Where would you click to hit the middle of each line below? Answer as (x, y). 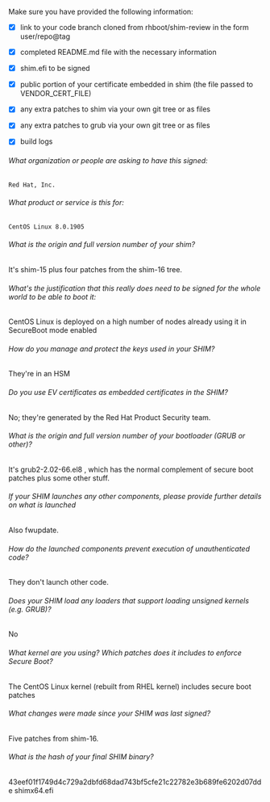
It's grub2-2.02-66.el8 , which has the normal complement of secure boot (131, 469)
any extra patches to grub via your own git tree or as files (115, 125)
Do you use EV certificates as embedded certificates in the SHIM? (118, 393)
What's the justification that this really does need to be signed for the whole (135, 288)
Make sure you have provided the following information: (101, 12)
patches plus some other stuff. (59, 478)
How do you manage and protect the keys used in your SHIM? (112, 349)
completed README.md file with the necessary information (118, 52)
